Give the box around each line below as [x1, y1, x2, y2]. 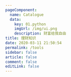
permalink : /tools [5, 45, 44, 50]
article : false [5, 54, 37, 60]
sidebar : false [5, 50, 37, 55]
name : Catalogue [10, 12, 44, 17]
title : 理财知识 [5, 36, 36, 41]
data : [10, 17, 22, 22]
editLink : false [5, 64, 39, 69]
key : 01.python [14, 21, 46, 27]
